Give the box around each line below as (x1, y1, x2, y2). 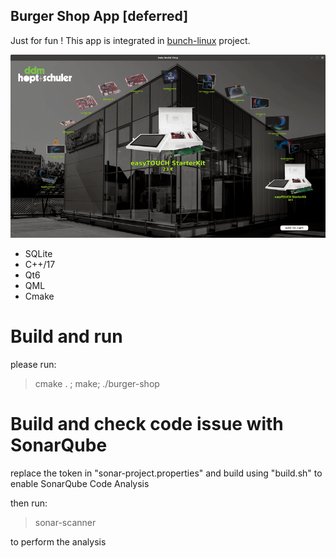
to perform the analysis (10, 535, 107, 548)
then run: (10, 497, 48, 509)
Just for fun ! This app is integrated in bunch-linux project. (10, 34, 251, 46)
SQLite (24, 247, 53, 259)
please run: (10, 358, 57, 370)
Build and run (10, 325, 123, 348)
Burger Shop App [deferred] (10, 8, 189, 25)
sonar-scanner (34, 516, 97, 528)
